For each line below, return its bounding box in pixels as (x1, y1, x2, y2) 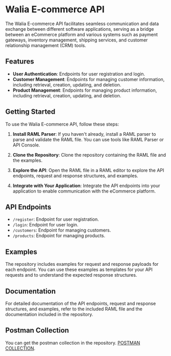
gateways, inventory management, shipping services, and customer (5, 37, 148, 43)
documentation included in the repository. (5, 311, 93, 317)
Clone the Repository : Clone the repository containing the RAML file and (12, 152, 166, 158)
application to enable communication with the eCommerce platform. (12, 188, 156, 194)
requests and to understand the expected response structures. (5, 272, 137, 278)
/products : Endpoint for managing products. (12, 233, 106, 239)
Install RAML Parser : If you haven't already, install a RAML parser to (12, 131, 156, 137)
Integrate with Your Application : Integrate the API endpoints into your (12, 182, 160, 189)
